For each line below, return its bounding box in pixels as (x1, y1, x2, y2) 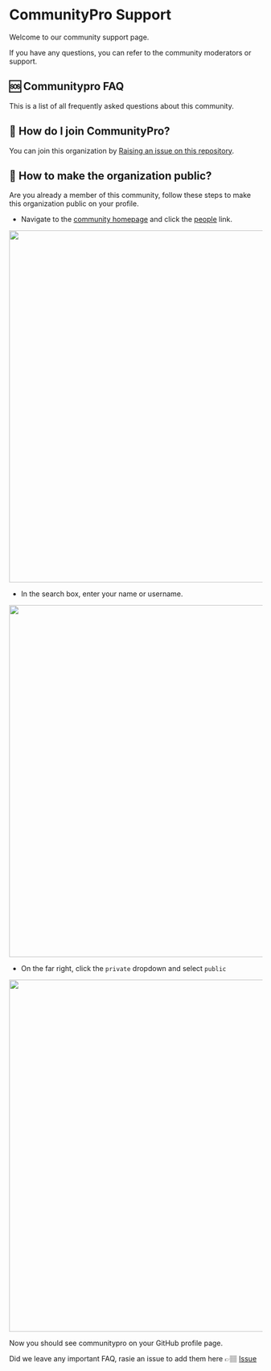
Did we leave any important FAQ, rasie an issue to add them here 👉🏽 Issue (9, 1354, 257, 1364)
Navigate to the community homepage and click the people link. (20, 215, 232, 224)
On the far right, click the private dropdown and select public (20, 964, 227, 974)
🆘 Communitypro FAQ (9, 80, 125, 93)
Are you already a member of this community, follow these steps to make (9, 191, 252, 200)
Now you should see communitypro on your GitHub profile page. (9, 1338, 224, 1348)
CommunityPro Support (9, 6, 172, 24)
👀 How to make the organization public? (9, 169, 212, 183)
